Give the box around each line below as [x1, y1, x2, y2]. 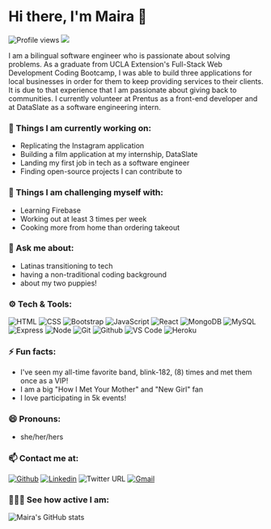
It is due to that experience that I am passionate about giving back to [8, 85, 237, 95]
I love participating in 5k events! [19, 393, 127, 403]
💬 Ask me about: [8, 243, 74, 254]
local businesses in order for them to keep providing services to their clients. [8, 76, 264, 86]
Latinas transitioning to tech [19, 260, 113, 270]
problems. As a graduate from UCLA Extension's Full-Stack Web [8, 59, 222, 69]
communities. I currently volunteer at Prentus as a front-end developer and [8, 93, 258, 104]
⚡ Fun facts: [8, 346, 57, 358]
